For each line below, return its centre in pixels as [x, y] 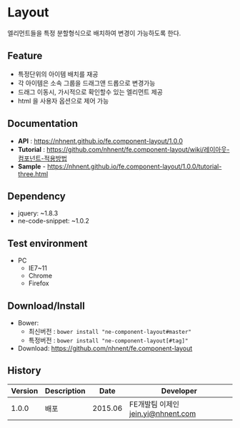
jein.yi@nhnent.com [163, 413]
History [24, 371]
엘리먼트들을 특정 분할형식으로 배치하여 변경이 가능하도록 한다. [94, 33]
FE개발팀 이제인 [155, 404]
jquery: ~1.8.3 [38, 213]
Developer [179, 391]
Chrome [40, 276]
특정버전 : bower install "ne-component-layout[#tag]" [108, 340]
